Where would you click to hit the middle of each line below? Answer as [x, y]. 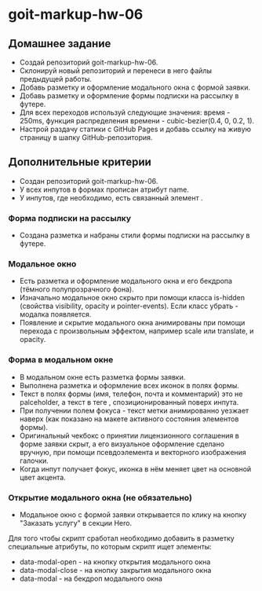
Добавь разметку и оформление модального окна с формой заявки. [135, 87]
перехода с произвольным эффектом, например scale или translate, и [136, 331]
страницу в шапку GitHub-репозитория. [86, 138]
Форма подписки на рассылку [70, 218]
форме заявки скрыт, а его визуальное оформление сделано [122, 444]
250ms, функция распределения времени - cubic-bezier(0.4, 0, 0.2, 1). [137, 121]
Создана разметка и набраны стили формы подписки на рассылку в [135, 235]
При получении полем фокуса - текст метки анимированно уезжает [134, 410]
